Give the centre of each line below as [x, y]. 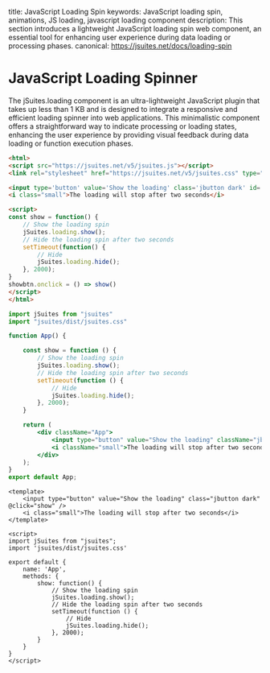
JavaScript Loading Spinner [103, 78]
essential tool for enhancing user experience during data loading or [120, 37]
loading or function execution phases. [71, 143]
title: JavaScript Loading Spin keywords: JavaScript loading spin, [116, 12]
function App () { [37, 336]
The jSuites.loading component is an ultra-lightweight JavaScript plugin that [134, 101]
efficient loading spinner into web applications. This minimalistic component [134, 118]
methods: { [41, 576]
